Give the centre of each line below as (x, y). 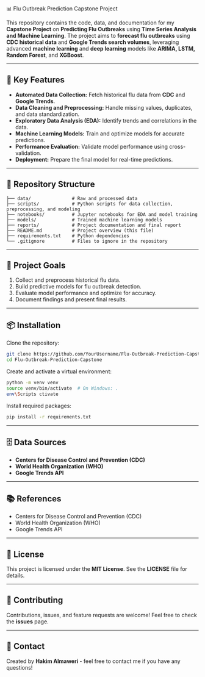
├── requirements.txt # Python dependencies (68, 236)
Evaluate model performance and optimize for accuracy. (86, 293)
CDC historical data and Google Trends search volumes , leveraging (93, 42)
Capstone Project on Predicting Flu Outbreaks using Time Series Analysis (102, 29)
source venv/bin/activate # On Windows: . (63, 388)
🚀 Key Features (36, 80)
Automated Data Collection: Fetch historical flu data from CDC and (100, 95)
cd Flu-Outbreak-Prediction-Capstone (54, 360)
